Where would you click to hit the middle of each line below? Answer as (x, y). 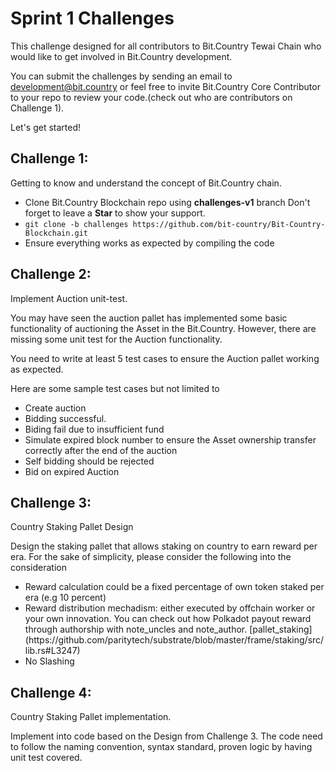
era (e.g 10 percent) (65, 598)
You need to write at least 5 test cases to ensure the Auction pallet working (165, 358)
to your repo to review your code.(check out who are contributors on (151, 97)
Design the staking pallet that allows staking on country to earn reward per (164, 546)
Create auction (55, 408)
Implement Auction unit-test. (69, 298)
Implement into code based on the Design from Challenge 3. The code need (166, 736)
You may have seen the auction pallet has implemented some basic (149, 318)
